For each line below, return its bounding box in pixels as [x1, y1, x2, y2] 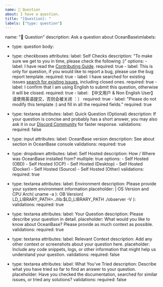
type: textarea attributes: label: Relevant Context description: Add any [12, 236, 153, 242]
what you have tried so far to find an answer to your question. [12, 266, 137, 272]
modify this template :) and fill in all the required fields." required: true [12, 102, 152, 107]
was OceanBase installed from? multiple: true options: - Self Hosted [12, 156, 149, 162]
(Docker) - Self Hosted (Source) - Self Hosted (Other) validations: [12, 166, 144, 172]
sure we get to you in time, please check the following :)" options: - [12, 58, 147, 64]
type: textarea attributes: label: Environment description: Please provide [12, 181, 157, 187]
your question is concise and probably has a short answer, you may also [12, 116, 158, 122]
